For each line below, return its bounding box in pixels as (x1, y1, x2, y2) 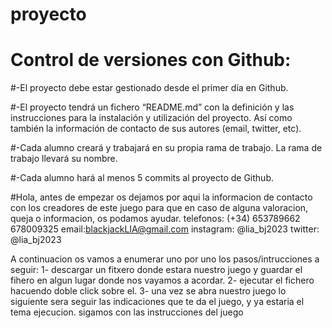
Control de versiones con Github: (10, 49, 292, 72)
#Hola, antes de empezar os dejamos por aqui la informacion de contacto (10, 191, 313, 203)
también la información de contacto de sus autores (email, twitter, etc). (10, 123, 302, 135)
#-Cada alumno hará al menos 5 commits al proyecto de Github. (10, 172, 275, 184)
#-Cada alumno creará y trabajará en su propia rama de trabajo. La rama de (10, 142, 323, 154)
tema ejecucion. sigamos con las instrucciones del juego (10, 306, 244, 318)
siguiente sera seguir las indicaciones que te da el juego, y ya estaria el (10, 296, 305, 308)
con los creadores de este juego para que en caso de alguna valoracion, (10, 202, 309, 214)
